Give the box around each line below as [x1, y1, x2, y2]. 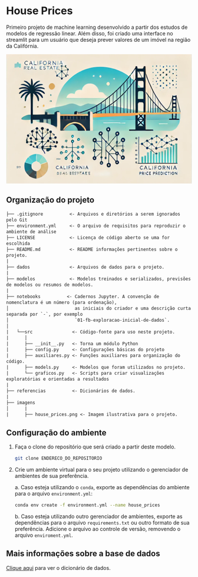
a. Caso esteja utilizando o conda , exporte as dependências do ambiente [14, 484, 190, 491]
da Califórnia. [6, 42, 39, 50]
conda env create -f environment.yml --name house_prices [14, 502, 160, 508]
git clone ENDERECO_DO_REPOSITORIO [14, 456, 103, 461]
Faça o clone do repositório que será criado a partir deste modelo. [14, 443, 176, 450]
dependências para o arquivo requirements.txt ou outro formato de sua [14, 519, 190, 526]
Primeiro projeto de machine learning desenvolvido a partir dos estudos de [6, 24, 188, 31]
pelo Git [6, 217, 28, 223]
